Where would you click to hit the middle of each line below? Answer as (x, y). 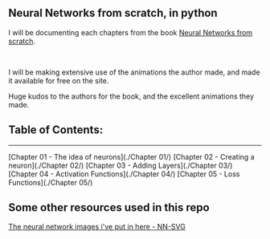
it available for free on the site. (59, 80)
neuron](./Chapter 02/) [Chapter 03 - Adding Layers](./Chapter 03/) (121, 165)
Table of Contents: (56, 130)
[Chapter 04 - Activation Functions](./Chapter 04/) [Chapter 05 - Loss (124, 174)
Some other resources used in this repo (109, 208)
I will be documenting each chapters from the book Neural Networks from (131, 32)
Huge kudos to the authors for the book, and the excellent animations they (131, 96)
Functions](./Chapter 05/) (51, 182)
